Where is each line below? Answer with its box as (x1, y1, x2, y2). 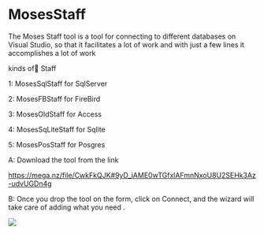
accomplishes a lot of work (8, 48, 96, 58)
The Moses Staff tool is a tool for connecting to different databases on (8, 32, 236, 41)
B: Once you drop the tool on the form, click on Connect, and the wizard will (8, 194, 255, 203)
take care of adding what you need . (8, 202, 126, 212)
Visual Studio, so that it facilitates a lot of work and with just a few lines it (8, 39, 244, 49)
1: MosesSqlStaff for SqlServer (8, 79, 108, 88)
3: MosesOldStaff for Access (8, 109, 102, 119)
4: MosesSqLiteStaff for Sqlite (8, 124, 106, 134)
